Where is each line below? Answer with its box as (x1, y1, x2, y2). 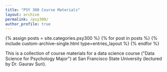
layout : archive (5, 12, 39, 17)
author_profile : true (5, 21, 51, 27)
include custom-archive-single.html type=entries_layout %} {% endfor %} (5, 41, 159, 47)
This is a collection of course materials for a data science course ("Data (5, 50, 155, 56)
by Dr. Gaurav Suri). (5, 61, 47, 67)
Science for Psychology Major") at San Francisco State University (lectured (5, 56, 162, 62)
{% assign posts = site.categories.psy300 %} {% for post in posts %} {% (5, 35, 158, 41)
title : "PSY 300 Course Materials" (5, 7, 80, 13)
